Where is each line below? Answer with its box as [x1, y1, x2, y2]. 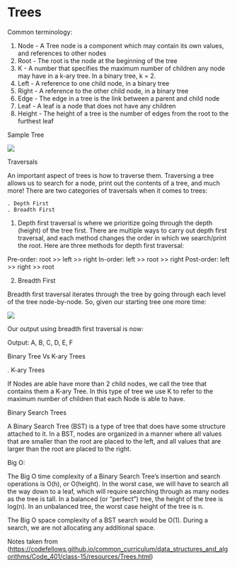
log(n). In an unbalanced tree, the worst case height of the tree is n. [7, 502, 204, 510]
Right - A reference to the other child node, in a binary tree [17, 86, 189, 95]
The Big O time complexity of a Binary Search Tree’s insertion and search [7, 472, 221, 481]
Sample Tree [7, 130, 45, 139]
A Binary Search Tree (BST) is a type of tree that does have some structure [7, 422, 226, 430]
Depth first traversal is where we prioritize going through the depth [17, 218, 213, 227]
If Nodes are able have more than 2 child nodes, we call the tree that [7, 379, 207, 388]
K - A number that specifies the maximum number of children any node [17, 64, 225, 72]
